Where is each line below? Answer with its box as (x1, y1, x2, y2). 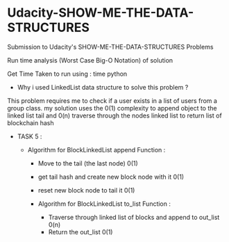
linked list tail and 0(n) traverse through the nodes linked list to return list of (7, 111, 222, 120)
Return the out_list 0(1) (48, 227, 113, 236)
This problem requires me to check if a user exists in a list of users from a (7, 96, 217, 105)
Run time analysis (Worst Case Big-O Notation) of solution (7, 56, 173, 64)
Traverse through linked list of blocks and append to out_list (48, 213, 220, 221)
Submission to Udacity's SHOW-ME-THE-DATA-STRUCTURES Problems (7, 42, 214, 51)
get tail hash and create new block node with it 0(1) (37, 172, 185, 181)
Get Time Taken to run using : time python (7, 70, 128, 78)
